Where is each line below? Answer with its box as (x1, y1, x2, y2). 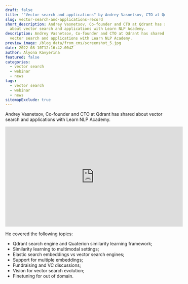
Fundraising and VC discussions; (12, 262, 81, 268)
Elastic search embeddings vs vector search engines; (12, 251, 125, 258)
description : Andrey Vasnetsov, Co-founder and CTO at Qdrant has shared (5, 31, 165, 36)
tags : (5, 78, 17, 83)
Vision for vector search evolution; (12, 268, 85, 274)
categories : (5, 59, 30, 65)
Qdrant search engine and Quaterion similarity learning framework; (12, 241, 153, 247)
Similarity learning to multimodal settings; (12, 246, 99, 252)
